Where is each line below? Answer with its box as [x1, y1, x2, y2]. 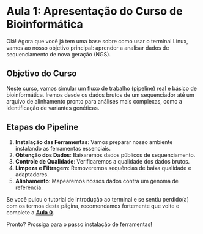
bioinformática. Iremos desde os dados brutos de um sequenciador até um [6, 91, 194, 99]
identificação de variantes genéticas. [6, 104, 100, 111]
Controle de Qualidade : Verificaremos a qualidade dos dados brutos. [15, 157, 190, 165]
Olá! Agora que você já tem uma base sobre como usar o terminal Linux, [6, 37, 188, 45]
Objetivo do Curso [6, 69, 77, 79]
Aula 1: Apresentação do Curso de [6, 4, 183, 18]
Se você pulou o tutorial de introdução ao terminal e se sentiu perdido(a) [6, 195, 190, 203]
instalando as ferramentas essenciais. [15, 145, 111, 152]
